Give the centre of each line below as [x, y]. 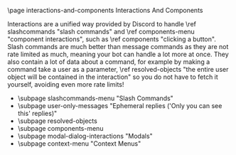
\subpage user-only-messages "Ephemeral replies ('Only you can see [120, 106]
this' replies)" [37, 113]
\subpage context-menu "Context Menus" [79, 144]
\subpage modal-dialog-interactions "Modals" [85, 136]
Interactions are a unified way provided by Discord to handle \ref [102, 24]
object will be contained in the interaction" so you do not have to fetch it [113, 77]
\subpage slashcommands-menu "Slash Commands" [96, 98]
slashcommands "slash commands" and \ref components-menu [101, 32]
